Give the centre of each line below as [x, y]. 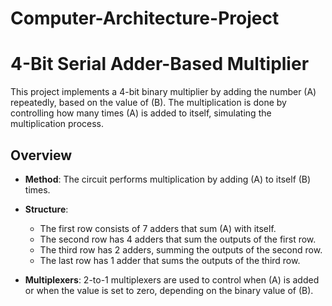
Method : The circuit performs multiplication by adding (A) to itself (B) [168, 179]
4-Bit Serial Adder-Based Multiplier [160, 64]
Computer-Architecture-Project [145, 18]
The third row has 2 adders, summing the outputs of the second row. [181, 249]
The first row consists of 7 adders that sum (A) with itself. [158, 228]
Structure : [46, 209]
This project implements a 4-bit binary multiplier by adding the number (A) [163, 92]
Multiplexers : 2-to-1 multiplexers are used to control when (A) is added [172, 279]
